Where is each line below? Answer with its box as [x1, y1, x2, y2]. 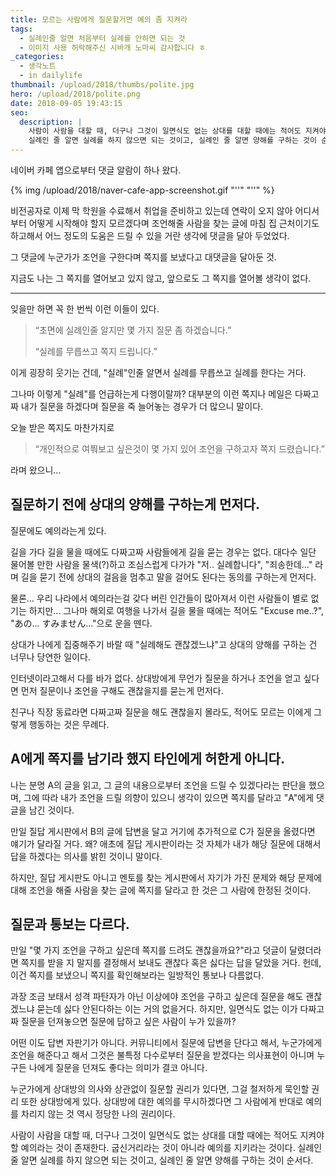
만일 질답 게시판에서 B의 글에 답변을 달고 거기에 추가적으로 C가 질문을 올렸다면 [10, 825, 316, 837]
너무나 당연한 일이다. [10, 651, 91, 663]
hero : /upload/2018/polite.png [10, 89, 141, 99]
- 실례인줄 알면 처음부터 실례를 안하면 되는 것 [19, 33, 186, 43]
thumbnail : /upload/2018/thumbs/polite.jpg [10, 80, 195, 90]
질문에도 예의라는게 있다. [10, 524, 107, 536]
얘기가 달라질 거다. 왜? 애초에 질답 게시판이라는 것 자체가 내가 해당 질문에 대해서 [10, 837, 322, 850]
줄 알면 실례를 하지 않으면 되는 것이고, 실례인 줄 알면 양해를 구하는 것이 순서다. [10, 1154, 314, 1166]
